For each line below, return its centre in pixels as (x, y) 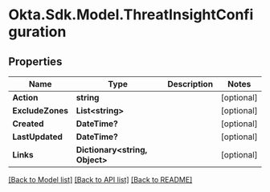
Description (190, 84)
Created (28, 124)
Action (25, 98)
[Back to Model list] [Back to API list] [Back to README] (100, 180)
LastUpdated (37, 137)
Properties (35, 61)
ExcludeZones (40, 110)
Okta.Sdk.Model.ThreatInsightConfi (131, 15)
